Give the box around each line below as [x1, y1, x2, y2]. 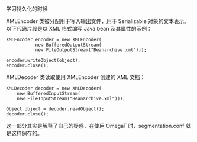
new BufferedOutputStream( [35, 42, 102, 48]
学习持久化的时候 [6, 5, 48, 12]
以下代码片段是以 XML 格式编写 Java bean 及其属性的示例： [6, 25, 153, 32]
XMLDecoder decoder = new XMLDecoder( [6, 85, 102, 91]
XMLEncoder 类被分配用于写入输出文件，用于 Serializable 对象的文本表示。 [6, 18, 190, 25]
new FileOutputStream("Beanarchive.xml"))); [35, 47, 147, 53]
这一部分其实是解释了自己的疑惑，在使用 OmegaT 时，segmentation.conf [6, 123, 185, 129]
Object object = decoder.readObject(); [6, 106, 105, 112]
